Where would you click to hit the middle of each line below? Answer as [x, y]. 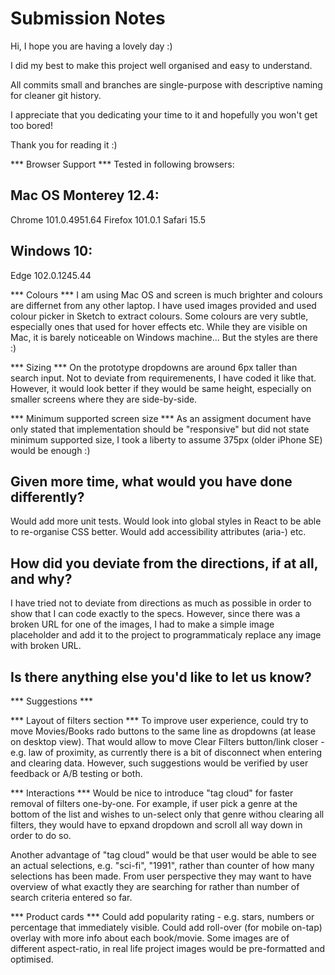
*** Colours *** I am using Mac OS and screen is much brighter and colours [166, 294]
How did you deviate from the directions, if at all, [164, 563]
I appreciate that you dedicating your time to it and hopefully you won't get [164, 114]
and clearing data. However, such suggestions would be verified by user [159, 763]
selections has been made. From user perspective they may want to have [161, 876]
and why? [41, 578]
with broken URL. [46, 646]
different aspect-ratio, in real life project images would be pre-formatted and [168, 948]
